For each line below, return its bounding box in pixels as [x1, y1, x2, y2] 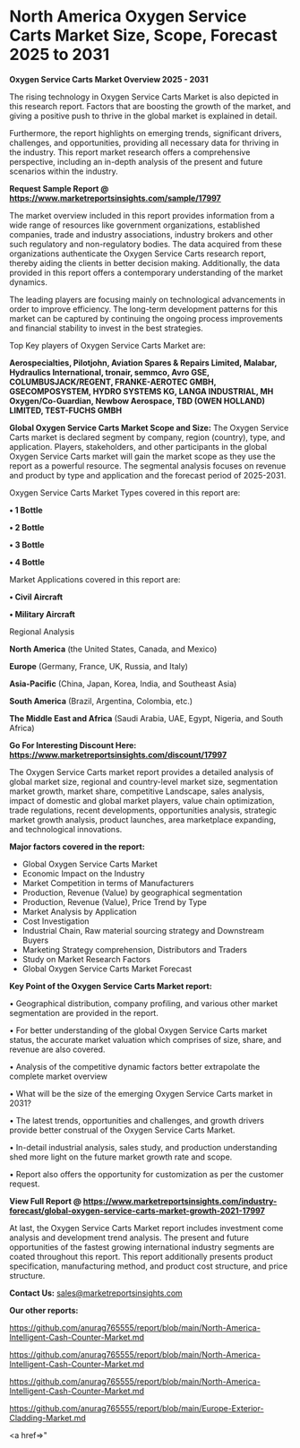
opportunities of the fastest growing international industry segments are [9, 1241, 275, 1252]
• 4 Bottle [9, 556, 45, 567]
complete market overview [9, 1071, 107, 1082]
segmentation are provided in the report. [9, 1007, 159, 1018]
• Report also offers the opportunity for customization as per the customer [9, 1168, 284, 1179]
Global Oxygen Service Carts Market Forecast [21, 963, 193, 974]
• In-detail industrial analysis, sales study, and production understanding [9, 1142, 278, 1152]
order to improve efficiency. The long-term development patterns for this [9, 303, 278, 315]
